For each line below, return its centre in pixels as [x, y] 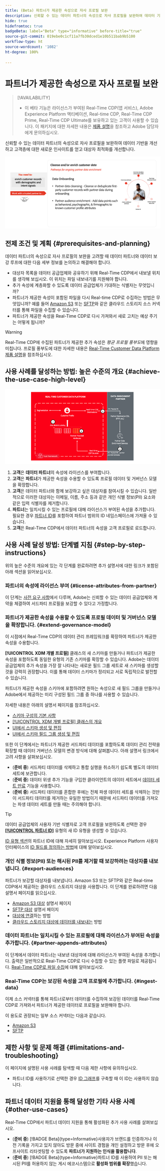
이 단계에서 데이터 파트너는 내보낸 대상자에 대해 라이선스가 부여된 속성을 [74, 954]
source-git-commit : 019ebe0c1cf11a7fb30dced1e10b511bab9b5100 [70, 37]
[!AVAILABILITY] [33, 98]
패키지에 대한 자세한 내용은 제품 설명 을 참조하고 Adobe [93, 126]
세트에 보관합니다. [29, 774]
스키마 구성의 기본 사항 [34, 716]
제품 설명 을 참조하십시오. [29, 355]
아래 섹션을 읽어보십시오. [29, 571]
